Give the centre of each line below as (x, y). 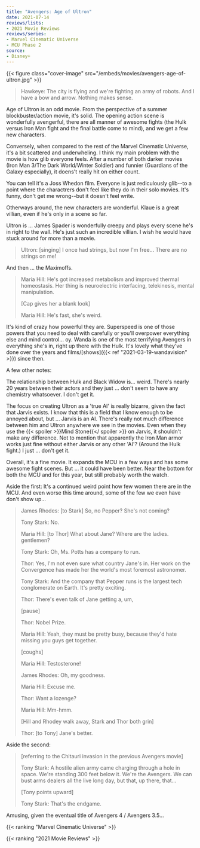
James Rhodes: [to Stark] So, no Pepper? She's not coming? (95, 510)
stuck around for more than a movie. (51, 238)
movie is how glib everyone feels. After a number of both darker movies (94, 158)
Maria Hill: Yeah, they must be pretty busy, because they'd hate (99, 634)
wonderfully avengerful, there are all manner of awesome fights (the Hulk (96, 122)
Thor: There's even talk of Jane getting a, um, (77, 599)
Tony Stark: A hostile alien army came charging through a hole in (100, 768)
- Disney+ (19, 56)
